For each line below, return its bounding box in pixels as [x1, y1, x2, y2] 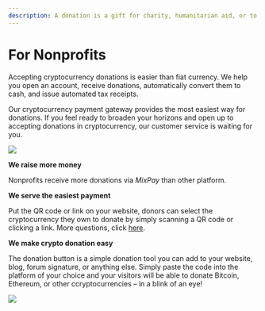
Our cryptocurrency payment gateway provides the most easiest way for [8, 104, 246, 113]
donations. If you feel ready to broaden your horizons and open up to [8, 113, 234, 122]
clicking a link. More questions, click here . [8, 223, 145, 232]
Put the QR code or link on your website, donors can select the [8, 205, 213, 215]
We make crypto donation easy [8, 238, 113, 248]
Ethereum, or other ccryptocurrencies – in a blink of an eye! [8, 278, 203, 288]
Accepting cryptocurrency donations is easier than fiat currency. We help [8, 72, 248, 82]
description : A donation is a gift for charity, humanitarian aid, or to [8, 11, 258, 20]
